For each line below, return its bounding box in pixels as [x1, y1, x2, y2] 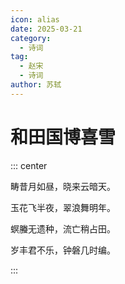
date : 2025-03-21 [10, 24, 83, 34]
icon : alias [10, 14, 60, 25]
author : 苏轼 [10, 80, 62, 90]
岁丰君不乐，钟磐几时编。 [10, 244, 116, 256]
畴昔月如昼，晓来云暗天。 [10, 180, 116, 192]
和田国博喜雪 [10, 126, 117, 148]
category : [10, 33, 52, 43]
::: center [10, 159, 48, 171]
